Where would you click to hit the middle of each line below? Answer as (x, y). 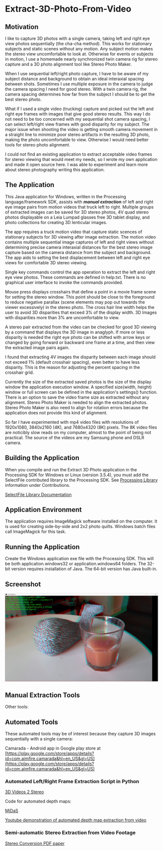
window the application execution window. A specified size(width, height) (78, 387)
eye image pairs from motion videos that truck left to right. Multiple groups (79, 207)
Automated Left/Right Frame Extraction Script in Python (72, 781)
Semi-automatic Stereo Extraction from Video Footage (70, 833)
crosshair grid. (19, 372)
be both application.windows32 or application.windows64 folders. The (76, 564)
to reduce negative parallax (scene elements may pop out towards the (75, 302)
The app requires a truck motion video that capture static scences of (73, 232)
